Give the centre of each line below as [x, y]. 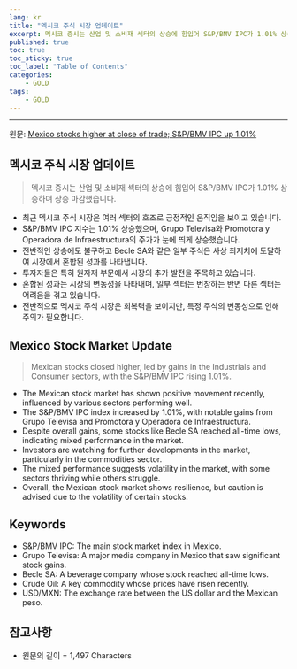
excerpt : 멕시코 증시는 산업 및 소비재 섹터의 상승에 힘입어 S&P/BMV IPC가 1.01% [143, 34]
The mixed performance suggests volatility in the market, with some [146, 469]
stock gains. [44, 565]
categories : [31, 75]
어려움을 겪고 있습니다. [61, 295]
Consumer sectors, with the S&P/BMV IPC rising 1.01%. [131, 376]
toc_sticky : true [41, 58]
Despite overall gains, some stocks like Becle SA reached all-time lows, [152, 431]
